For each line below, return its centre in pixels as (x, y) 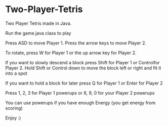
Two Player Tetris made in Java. (38, 23)
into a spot (16, 73)
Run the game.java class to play (38, 33)
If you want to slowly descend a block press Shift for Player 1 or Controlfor (83, 62)
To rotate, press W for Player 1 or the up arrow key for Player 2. (71, 53)
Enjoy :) (13, 118)
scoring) (14, 108)
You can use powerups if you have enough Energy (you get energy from (80, 103)
